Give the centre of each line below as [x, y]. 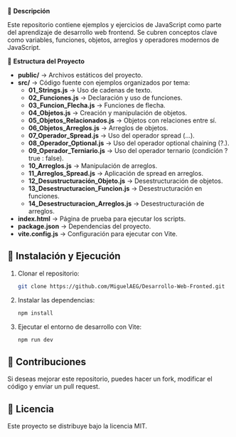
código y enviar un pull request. [54, 386]
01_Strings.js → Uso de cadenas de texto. [90, 90]
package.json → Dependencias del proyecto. [84, 226]
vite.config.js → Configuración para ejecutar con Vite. [97, 234]
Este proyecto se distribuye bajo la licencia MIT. [77, 426]
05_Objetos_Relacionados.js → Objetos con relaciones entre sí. [122, 120]
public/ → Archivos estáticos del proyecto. [80, 75]
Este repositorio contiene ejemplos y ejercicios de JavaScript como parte [114, 25]
